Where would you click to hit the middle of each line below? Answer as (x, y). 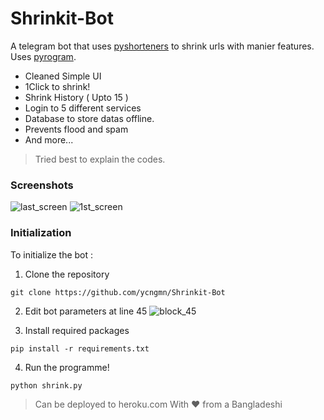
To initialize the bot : (52, 254)
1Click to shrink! (57, 86)
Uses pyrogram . (43, 56)
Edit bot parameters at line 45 (86, 311)
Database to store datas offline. (89, 118)
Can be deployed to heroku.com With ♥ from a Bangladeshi (158, 404)
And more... (49, 139)
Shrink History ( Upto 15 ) (76, 97)
